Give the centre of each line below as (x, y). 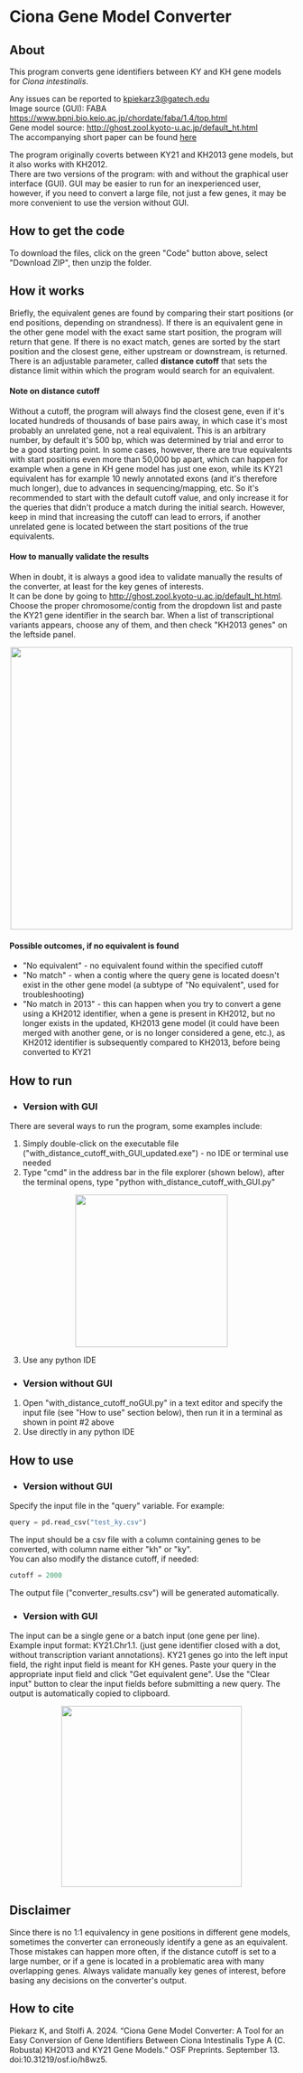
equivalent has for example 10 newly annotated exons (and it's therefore (143, 478)
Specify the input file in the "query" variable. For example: (117, 1505)
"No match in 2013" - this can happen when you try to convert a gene (151, 1004)
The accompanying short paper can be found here (103, 137)
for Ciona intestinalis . (49, 81)
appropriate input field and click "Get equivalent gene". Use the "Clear (140, 1673)
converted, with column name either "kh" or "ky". (101, 1549)
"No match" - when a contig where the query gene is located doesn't (151, 975)
